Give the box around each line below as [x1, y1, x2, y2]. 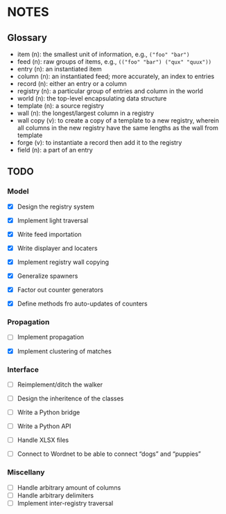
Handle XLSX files [17, 436, 69, 444]
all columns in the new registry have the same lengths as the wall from [17, 124, 218, 132]
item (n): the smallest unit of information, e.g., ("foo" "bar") [17, 50, 190, 58]
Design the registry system [17, 202, 95, 211]
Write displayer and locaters [17, 244, 98, 252]
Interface [7, 364, 40, 374]
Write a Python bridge [17, 408, 80, 416]
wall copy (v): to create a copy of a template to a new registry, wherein [17, 116, 220, 125]
